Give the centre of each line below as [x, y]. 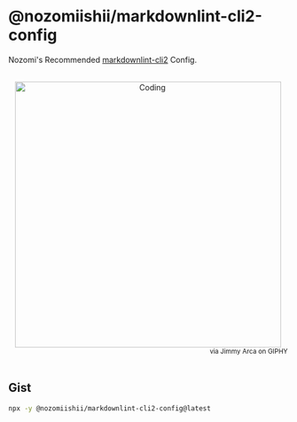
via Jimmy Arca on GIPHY [249, 351]
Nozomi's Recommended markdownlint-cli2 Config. [102, 59]
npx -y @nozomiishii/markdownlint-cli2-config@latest [110, 408]
